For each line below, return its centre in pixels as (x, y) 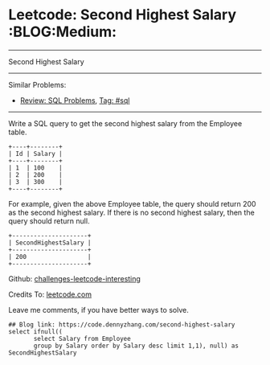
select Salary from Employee (82, 338)
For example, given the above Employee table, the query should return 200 (132, 203)
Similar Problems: (37, 84)
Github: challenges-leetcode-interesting (74, 278)
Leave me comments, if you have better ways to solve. (98, 310)
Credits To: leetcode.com (50, 294)
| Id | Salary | (35, 154)
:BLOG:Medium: (63, 32)
